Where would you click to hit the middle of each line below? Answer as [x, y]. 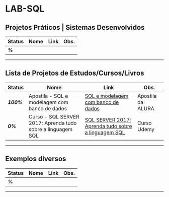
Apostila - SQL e [48, 96]
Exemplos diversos [36, 159]
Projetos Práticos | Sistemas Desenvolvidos [75, 27]
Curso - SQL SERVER [54, 116]
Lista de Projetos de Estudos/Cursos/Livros [75, 73]
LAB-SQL [25, 9]
